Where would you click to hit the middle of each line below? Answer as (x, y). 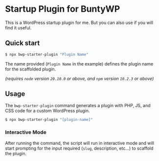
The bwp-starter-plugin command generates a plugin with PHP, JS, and (78, 106)
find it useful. (18, 27)
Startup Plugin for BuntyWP (63, 9)
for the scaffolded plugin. (31, 69)
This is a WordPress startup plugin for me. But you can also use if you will (79, 23)
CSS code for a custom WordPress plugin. (47, 111)
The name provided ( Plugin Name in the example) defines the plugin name (79, 64)
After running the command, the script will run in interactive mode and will (79, 143)
